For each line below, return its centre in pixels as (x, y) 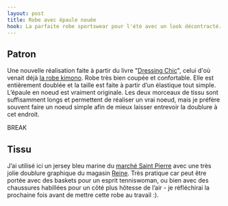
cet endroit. (23, 115)
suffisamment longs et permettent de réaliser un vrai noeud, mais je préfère (114, 100)
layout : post (26, 13)
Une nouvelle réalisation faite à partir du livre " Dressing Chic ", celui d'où (109, 71)
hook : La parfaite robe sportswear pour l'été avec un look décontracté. (115, 26)
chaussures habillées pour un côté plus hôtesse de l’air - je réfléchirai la (109, 187)
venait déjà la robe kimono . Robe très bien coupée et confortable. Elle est (111, 78)
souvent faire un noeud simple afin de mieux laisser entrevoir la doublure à (112, 107)
